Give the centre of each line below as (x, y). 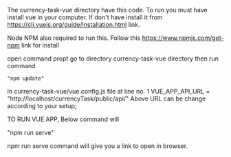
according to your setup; (42, 106)
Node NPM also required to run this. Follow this (74, 38)
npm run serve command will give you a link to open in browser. (97, 146)
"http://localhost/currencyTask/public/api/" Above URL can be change (107, 98)
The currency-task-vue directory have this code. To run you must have (107, 10)
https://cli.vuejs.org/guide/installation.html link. (74, 24)
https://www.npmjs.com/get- (183, 38)
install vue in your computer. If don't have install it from (85, 17)
